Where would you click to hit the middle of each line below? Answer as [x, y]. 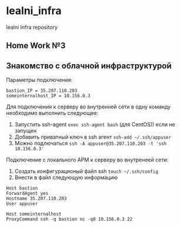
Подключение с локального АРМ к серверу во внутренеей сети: [87, 160]
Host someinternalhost [34, 214]
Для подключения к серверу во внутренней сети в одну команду [88, 107]
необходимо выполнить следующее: [52, 113]
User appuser [22, 204]
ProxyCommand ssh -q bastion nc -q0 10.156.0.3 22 [69, 219]
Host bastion [22, 189]
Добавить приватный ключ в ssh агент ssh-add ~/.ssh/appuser [93, 137]
